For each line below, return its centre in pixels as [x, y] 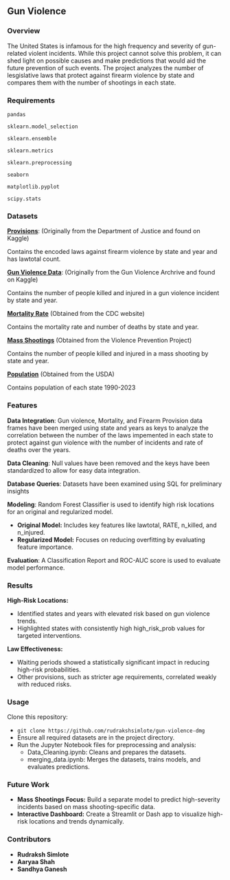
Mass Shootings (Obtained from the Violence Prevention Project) [100, 341]
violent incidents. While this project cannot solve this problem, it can [125, 53]
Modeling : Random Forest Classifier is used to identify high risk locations [111, 504]
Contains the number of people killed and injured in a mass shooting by [108, 354]
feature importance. [45, 547]
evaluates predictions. [59, 767]
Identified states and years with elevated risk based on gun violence [114, 613]
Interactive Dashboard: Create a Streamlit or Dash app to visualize [112, 814]
